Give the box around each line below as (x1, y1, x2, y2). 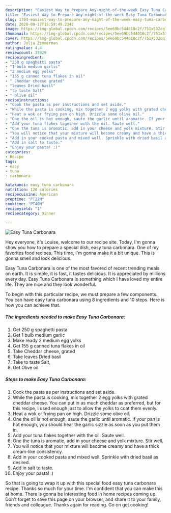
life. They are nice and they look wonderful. (5, 281, 97, 288)
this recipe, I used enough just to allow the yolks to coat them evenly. (12, 406, 158, 412)
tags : (5, 159, 17, 164)
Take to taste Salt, (12, 359, 51, 365)
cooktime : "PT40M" (5, 201, 44, 206)
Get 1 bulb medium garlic (12, 332, 65, 338)
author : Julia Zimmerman (5, 41, 58, 46)
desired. (12, 460, 31, 466)
